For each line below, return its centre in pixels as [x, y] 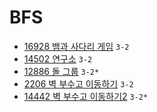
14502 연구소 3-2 [58, 58]
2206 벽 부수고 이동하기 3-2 [78, 83]
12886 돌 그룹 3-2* [61, 71]
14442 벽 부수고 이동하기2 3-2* [86, 96]
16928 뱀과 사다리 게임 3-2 [76, 46]
